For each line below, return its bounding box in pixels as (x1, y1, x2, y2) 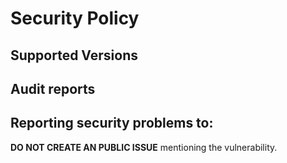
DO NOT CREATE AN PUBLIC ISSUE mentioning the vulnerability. (10, 141, 278, 153)
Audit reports (10, 80, 96, 97)
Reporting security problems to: (10, 115, 214, 132)
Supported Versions (10, 47, 138, 64)
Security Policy (10, 7, 140, 30)
